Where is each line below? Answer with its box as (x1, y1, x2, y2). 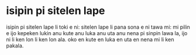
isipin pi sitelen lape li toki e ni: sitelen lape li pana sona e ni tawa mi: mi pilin (6, 23, 190, 30)
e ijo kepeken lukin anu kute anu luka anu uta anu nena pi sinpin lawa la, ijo (6, 29, 188, 36)
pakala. (6, 42, 24, 49)
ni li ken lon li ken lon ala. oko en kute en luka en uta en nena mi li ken (6, 36, 175, 43)
